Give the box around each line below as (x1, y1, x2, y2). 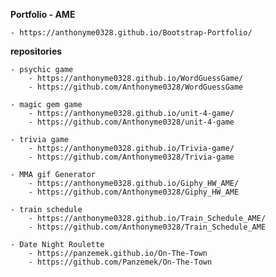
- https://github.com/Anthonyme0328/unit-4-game (28, 117, 235, 127)
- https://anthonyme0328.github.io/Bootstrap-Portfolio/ (10, 28, 253, 38)
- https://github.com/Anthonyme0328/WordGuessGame (28, 82, 244, 92)
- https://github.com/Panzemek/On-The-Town (28, 257, 213, 267)
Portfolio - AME (10, 9, 76, 20)
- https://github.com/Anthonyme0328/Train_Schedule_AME (28, 222, 267, 232)
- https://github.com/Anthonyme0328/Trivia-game (28, 152, 235, 162)
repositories (10, 45, 63, 57)
